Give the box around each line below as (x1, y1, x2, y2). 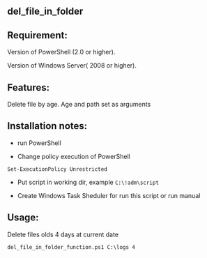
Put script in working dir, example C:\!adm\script (17, 178, 159, 186)
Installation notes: (7, 120, 88, 132)
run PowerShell (17, 139, 61, 147)
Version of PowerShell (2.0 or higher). (7, 48, 116, 56)
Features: (7, 82, 50, 93)
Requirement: (7, 29, 68, 41)
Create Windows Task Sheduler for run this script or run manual (17, 191, 201, 199)
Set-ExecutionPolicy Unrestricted (7, 165, 108, 173)
